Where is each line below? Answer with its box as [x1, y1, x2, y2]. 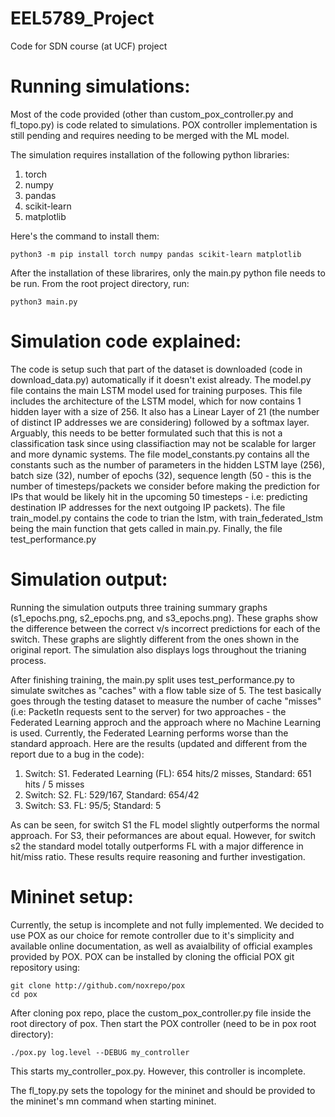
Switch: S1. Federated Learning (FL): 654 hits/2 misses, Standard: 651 [24, 767, 312, 779]
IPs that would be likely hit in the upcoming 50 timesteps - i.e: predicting [10, 490, 308, 502]
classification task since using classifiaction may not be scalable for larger [10, 437, 317, 449]
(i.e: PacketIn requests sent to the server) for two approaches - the [10, 705, 287, 717]
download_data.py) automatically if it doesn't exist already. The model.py [10, 373, 312, 386]
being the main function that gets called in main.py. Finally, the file [10, 522, 283, 534]
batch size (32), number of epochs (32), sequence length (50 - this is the [10, 469, 312, 481]
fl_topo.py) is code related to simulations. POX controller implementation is [10, 118, 318, 131]
